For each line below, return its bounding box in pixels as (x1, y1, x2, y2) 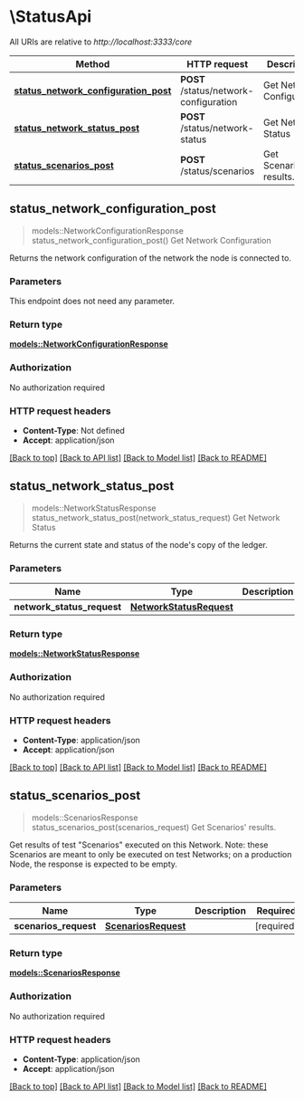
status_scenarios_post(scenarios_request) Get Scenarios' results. (31, 821, 277, 832)
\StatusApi (9, 6, 92, 27)
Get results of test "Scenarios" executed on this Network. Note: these (9, 839, 269, 850)
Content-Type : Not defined (22, 425, 125, 436)
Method (75, 57, 110, 70)
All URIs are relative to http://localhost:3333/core (9, 36, 193, 47)
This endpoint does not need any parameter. (9, 296, 175, 307)
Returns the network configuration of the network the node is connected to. (9, 252, 292, 263)
